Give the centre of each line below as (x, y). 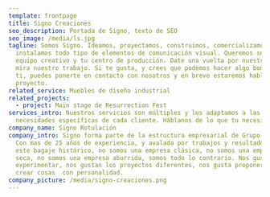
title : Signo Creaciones (50, 23)
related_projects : (39, 98)
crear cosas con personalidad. (70, 173)
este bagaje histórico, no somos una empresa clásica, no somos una (133, 150)
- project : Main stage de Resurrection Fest (91, 105)
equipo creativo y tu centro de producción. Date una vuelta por (127, 61)
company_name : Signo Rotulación (62, 128)
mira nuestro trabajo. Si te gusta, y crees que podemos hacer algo (133, 68)
